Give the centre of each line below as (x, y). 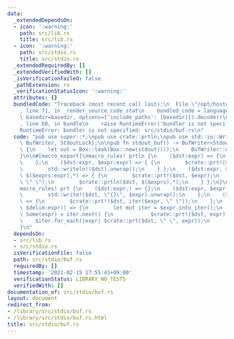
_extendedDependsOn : (43, 20)
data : (15, 14)
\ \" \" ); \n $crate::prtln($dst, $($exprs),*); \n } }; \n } (121, 182)
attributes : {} (36, 98)
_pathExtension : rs (42, 85)
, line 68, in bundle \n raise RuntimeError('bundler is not (114, 124)
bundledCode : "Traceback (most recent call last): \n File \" (106, 104)
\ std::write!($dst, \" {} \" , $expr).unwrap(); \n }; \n (115, 195)
